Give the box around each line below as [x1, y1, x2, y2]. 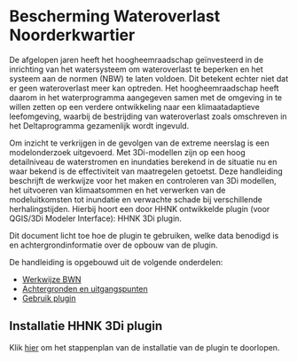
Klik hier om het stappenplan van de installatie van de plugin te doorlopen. [9, 342, 280, 352]
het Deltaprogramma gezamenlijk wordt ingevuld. [9, 120, 190, 130]
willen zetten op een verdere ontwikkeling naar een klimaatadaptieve [9, 101, 260, 112]
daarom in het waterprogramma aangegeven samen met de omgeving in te [9, 91, 283, 103]
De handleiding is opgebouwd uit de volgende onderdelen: [9, 256, 223, 267]
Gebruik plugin [21, 293, 77, 303]
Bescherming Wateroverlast [9, 6, 221, 27]
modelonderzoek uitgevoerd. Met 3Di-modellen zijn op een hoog [9, 146, 246, 157]
